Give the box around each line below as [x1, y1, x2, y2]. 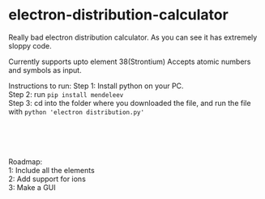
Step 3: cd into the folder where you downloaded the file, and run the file [8, 98, 251, 108]
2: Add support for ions [8, 174, 87, 184]
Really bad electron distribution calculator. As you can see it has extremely [8, 32, 258, 42]
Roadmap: [8, 156, 43, 167]
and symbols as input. [8, 65, 83, 74]
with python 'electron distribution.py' [8, 107, 144, 116]
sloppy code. [8, 40, 53, 50]
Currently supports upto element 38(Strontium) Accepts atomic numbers [8, 57, 251, 66]
